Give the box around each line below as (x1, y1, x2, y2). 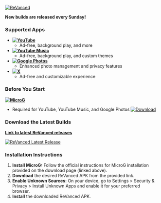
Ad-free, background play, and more (19, 42, 93, 48)
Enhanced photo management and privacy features (19, 63, 123, 69)
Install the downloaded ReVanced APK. (12, 193, 91, 200)
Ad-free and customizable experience (19, 74, 96, 80)
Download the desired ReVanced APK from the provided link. (12, 173, 135, 179)
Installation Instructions (5, 151, 63, 158)
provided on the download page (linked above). (12, 167, 107, 173)
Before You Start (5, 86, 45, 93)
